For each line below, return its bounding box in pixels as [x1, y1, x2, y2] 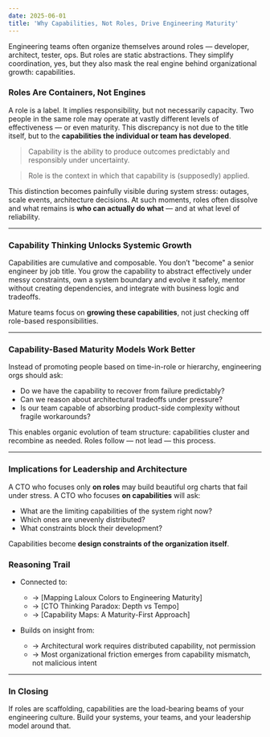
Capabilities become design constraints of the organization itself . [8, 538, 230, 548]
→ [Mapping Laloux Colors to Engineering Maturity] [31, 592, 202, 602]
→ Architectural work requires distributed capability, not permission [31, 640, 256, 650]
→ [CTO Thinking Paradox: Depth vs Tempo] [31, 601, 179, 611]
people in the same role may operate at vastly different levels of [8, 113, 219, 123]
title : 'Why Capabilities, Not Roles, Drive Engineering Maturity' [8, 19, 239, 27]
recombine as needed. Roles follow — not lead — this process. [8, 436, 216, 446]
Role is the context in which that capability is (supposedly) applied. [27, 171, 250, 180]
